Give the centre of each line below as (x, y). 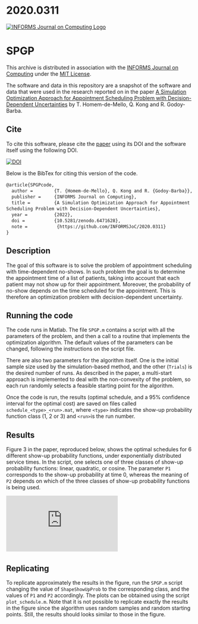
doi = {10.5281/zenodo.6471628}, (66, 221)
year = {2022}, (42, 215)
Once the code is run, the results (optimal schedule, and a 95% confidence (98, 398)
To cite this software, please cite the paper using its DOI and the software (96, 144)
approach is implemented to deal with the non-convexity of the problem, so (98, 380)
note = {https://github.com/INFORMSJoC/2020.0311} (89, 226)
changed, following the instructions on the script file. (71, 349)
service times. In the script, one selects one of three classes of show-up (95, 462)
